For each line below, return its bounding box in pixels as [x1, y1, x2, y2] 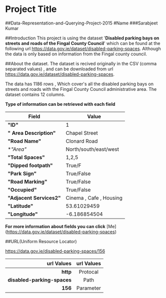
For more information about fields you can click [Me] [5, 223, 116, 229]
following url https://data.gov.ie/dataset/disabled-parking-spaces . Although [5, 45, 161, 51]
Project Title [5, 3, 57, 15]
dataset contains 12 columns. [5, 91, 65, 97]
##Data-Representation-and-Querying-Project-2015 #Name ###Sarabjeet [5, 20, 158, 26]
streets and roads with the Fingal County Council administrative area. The [5, 86, 157, 92]
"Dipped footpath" [7, 162, 53, 169]
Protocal [78, 268, 99, 275]
